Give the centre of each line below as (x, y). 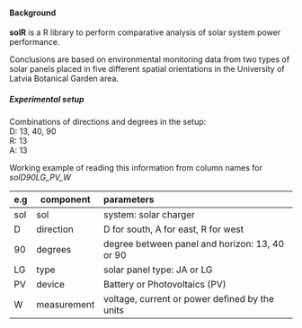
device (50, 285)
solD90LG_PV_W (40, 177)
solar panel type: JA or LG (158, 270)
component (66, 199)
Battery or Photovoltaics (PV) (164, 285)
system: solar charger (149, 215)
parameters (129, 199)
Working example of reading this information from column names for (136, 168)
